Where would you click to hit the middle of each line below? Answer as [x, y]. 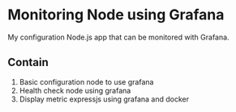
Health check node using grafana [75, 90]
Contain [28, 62]
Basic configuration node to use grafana [86, 81]
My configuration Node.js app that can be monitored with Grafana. [118, 37]
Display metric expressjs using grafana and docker [104, 99]
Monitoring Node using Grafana [116, 15]
